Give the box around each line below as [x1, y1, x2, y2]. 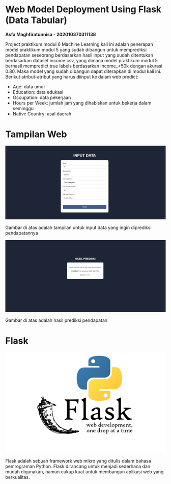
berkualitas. [5, 474, 30, 480]
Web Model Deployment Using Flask [5, 4, 162, 15]
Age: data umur [12, 83, 46, 90]
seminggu [12, 105, 34, 111]
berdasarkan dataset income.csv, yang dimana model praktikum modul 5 [5, 57, 158, 63]
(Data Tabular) [5, 14, 68, 26]
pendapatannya [5, 230, 38, 236]
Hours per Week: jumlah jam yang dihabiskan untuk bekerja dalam [12, 99, 152, 106]
